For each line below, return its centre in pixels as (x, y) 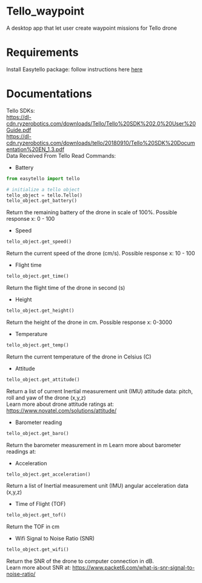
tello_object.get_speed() (39, 242)
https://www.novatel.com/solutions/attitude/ (62, 410)
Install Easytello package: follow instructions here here (74, 69)
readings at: (21, 451)
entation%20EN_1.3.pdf (35, 149)
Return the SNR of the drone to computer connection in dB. (80, 561)
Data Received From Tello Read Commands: (61, 155)
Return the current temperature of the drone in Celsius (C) (79, 357)
